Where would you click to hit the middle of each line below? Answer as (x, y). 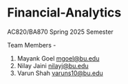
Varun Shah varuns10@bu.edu (60, 73)
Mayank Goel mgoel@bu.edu (58, 58)
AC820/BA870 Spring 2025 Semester (60, 32)
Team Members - (32, 45)
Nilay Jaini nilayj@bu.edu (53, 65)
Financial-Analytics (64, 13)
